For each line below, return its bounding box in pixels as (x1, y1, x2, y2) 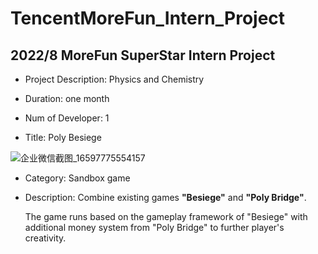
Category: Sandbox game (24, 172, 131, 184)
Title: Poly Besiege (24, 132, 102, 143)
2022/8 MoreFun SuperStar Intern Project (10, 47, 276, 64)
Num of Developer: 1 (24, 112, 110, 124)
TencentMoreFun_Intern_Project (10, 7, 286, 30)
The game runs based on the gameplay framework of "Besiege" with (24, 211, 308, 222)
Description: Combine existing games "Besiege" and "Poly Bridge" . (24, 192, 307, 203)
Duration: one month (24, 93, 110, 104)
